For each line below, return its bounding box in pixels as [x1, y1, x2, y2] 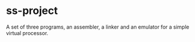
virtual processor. [6, 29, 49, 36]
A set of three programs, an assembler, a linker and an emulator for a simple [6, 23, 189, 30]
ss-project [6, 4, 58, 17]
